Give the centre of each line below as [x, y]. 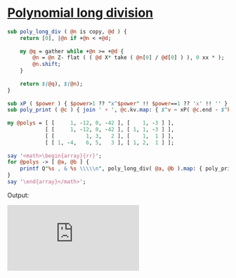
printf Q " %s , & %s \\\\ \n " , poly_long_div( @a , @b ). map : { [111, 169]
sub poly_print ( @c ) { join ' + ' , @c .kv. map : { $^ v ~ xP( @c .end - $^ [118, 110]
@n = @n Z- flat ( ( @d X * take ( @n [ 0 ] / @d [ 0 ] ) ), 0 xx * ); [129, 58]
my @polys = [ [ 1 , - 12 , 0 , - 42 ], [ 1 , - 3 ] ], [91, 123]
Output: [18, 195]
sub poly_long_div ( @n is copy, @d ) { [67, 32]
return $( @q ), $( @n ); [51, 84]
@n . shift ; [47, 65]
